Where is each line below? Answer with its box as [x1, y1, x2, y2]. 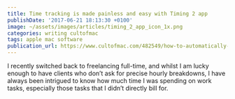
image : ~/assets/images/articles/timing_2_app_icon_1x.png [7, 23, 183, 30]
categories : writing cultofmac [7, 29, 99, 37]
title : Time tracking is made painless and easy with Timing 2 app [7, 10, 208, 17]
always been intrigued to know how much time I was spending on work [7, 77, 212, 84]
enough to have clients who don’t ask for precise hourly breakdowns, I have [7, 69, 226, 77]
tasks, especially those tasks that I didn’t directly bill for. [7, 84, 169, 92]
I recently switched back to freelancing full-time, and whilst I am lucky [7, 62, 210, 70]
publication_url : [7, 43, 58, 49]
